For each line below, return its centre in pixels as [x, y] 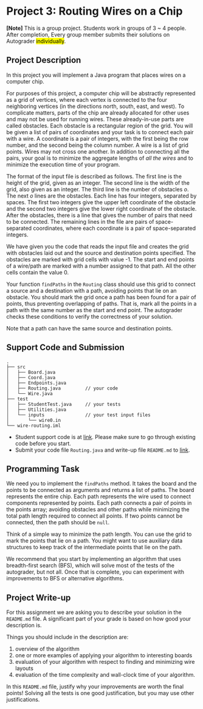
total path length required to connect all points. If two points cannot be [95, 516]
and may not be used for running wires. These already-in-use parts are [95, 119]
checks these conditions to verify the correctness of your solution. [90, 316]
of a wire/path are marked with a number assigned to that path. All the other [101, 266]
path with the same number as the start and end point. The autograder [95, 310]
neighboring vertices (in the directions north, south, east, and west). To [95, 106]
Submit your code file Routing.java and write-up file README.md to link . [102, 450]
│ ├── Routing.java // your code [62, 388]
